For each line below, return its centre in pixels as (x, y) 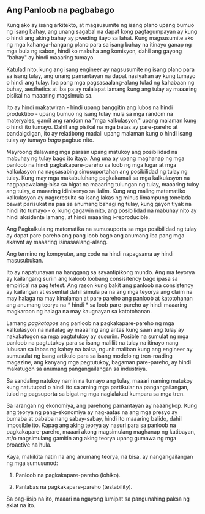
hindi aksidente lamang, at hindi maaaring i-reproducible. (78, 217)
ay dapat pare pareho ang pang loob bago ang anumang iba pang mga (95, 235)
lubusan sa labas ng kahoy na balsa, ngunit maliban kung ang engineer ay (99, 349)
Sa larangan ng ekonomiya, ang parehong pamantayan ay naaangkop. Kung (102, 405)
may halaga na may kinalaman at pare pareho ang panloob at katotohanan (99, 298)
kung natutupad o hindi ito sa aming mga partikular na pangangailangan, (98, 387)
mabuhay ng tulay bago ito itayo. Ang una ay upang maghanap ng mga (95, 158)
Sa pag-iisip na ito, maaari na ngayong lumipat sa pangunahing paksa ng (98, 499)
